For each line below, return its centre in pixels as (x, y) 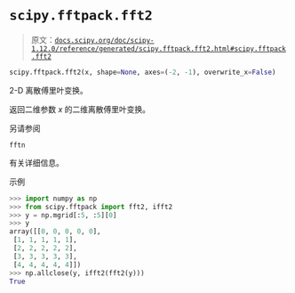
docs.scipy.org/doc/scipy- (104, 40)
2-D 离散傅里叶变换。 (49, 90)
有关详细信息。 (36, 162)
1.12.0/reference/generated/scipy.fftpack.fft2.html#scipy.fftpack (158, 49)
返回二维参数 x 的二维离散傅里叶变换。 (80, 109)
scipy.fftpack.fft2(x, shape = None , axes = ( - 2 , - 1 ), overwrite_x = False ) (143, 72)
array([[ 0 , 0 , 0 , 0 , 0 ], (55, 232)
